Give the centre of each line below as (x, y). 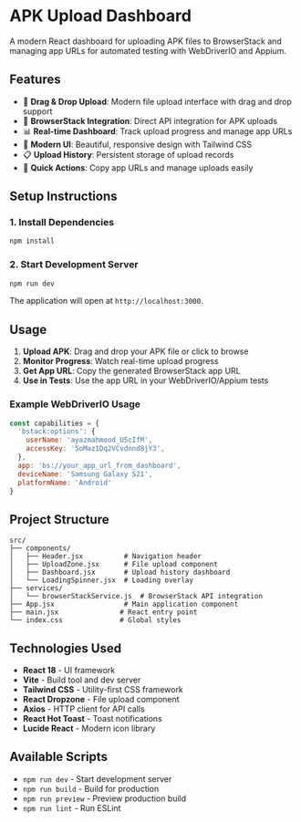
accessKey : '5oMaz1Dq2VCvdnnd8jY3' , (96, 449)
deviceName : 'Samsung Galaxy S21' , (85, 474)
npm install (32, 241)
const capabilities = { (55, 423)
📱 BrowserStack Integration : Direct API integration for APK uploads (150, 120)
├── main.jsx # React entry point (104, 612)
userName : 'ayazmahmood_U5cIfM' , (89, 440)
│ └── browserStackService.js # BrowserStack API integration (136, 597)
